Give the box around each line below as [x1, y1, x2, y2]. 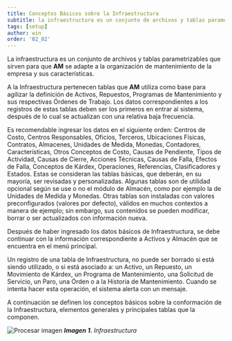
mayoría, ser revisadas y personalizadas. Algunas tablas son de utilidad [7, 177, 211, 185]
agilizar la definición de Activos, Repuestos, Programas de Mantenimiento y [7, 91, 222, 99]
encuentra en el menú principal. [7, 242, 98, 250]
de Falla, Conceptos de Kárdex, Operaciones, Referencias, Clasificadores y [7, 163, 221, 171]
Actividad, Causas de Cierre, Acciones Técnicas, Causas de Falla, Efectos [7, 155, 217, 163]
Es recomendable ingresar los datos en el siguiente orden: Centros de [7, 126, 206, 134]
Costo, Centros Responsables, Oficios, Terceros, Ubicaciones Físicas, [7, 133, 206, 142]
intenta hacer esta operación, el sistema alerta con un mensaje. [7, 285, 188, 293]
